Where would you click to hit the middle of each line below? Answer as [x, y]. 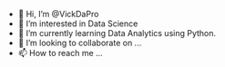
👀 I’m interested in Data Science [78, 24]
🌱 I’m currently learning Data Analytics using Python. [117, 33]
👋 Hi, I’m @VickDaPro [58, 14]
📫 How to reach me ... [60, 53]
